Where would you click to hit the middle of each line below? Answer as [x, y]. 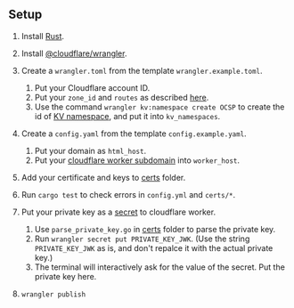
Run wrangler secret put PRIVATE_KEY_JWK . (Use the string [142, 239]
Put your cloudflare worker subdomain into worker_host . [137, 160]
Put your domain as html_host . [90, 150]
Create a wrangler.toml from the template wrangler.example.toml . [142, 70]
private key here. [65, 276]
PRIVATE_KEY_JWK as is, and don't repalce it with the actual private [154, 247]
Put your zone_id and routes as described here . [122, 97]
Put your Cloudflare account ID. [92, 87]
